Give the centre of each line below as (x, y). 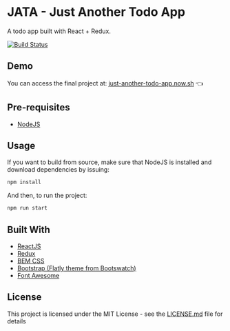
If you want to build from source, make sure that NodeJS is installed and (109, 162)
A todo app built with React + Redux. (59, 31)
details (17, 321)
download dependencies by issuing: (59, 170)
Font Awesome (38, 275)
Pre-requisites (39, 108)
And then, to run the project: (47, 195)
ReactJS (29, 246)
